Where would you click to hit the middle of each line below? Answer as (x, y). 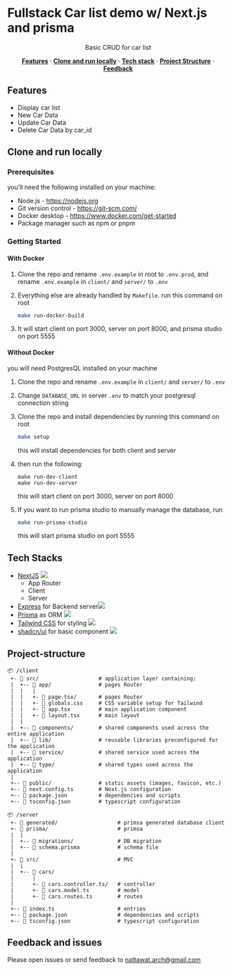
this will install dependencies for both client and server (97, 450)
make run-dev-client (47, 477)
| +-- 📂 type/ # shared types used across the (102, 765)
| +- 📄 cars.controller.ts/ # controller (83, 885)
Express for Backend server (58, 607)
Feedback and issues (55, 943)
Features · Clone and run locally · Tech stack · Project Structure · (118, 60)
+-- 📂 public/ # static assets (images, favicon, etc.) (116, 783)
